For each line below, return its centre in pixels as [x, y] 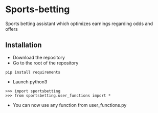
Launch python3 [30, 82]
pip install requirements [33, 72]
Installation [24, 45]
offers [12, 29]
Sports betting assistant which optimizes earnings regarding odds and [79, 24]
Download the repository [39, 57]
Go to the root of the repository [46, 63]
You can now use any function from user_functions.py [70, 105]
